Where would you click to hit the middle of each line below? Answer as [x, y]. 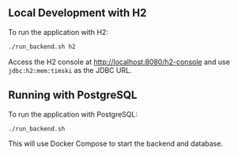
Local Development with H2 [77, 13]
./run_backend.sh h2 [42, 47]
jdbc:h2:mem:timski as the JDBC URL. [70, 70]
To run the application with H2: [58, 32]
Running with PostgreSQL [73, 95]
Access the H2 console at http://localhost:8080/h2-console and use [119, 62]
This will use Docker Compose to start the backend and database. [116, 144]
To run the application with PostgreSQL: [73, 114]
